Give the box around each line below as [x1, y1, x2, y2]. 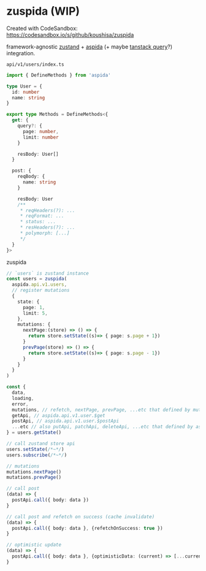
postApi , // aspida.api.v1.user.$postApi [12, 418, 120, 424]
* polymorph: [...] [20, 230, 70, 237]
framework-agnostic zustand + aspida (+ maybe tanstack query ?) [6, 43, 173, 50]
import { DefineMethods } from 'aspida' [6, 72, 112, 78]
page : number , [22, 128, 59, 134]
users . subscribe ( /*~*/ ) [6, 452, 67, 458]
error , [12, 400, 29, 407]
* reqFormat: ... [20, 213, 64, 219]
